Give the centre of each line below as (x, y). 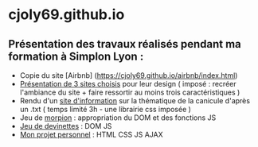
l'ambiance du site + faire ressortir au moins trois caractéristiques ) (130, 92)
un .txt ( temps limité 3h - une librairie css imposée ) (105, 109)
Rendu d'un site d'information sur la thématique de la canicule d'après (135, 101)
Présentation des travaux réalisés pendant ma (125, 44)
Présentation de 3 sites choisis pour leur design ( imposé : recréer (128, 84)
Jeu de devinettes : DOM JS (66, 126)
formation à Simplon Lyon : (76, 56)
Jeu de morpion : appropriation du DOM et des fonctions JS (118, 118)
